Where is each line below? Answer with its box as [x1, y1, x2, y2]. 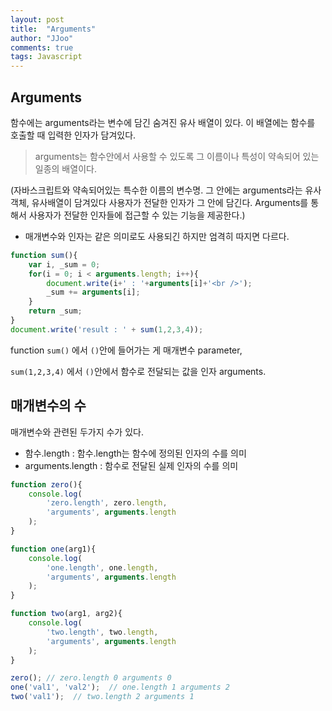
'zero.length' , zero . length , [46, 498, 168, 508]
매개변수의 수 [10, 397, 87, 415]
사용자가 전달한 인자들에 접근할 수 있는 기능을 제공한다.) [28, 209, 246, 221]
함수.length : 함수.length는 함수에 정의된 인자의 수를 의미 [24, 447, 247, 459]
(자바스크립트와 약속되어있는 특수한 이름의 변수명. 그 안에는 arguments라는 [10, 184, 303, 196]
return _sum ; [28, 306, 83, 316]
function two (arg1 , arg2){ [10, 609, 123, 619]
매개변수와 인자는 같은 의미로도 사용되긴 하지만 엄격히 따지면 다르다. [24, 230, 290, 242]
